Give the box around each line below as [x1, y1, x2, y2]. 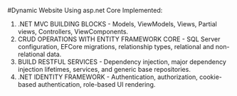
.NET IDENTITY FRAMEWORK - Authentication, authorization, [17, 73, 198, 81]
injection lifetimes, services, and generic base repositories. [17, 65, 191, 73]
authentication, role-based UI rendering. [38, 80, 156, 88]
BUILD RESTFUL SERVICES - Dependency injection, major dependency [17, 58, 226, 66]
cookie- [199, 73, 223, 81]
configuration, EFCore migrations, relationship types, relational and [17, 43, 214, 50]
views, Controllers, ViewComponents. [17, 28, 129, 36]
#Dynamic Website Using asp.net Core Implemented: [7, 6, 163, 14]
